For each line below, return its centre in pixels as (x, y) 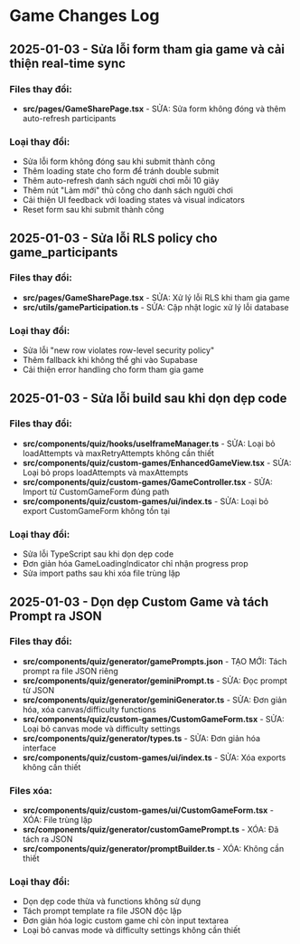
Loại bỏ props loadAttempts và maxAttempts (105, 472)
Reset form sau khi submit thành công (93, 210)
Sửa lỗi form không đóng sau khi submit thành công (118, 162)
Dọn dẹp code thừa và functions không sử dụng (112, 901)
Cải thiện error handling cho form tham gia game (113, 370)
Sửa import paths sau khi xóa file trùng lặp (101, 573)
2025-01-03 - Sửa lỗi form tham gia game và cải (147, 49)
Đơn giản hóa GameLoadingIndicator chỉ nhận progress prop (135, 564)
